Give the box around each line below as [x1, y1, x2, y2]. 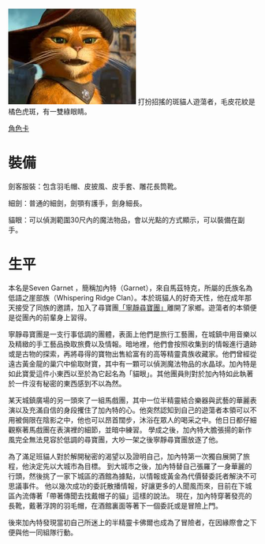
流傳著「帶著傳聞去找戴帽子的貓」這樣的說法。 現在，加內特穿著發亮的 [21, 490, 252, 501]
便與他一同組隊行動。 [8, 527, 77, 537]
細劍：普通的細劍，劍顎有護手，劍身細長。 [8, 198, 147, 207]
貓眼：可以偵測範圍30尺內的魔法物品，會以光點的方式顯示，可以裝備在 [8, 214, 238, 225]
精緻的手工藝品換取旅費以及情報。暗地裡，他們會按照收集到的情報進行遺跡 [14, 339, 257, 348]
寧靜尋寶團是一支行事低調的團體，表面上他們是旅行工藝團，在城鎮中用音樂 [8, 329, 250, 339]
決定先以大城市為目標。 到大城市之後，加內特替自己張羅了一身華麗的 [28, 461, 252, 471]
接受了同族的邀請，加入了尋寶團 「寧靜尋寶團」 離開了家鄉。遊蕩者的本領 [14, 303, 250, 312]
